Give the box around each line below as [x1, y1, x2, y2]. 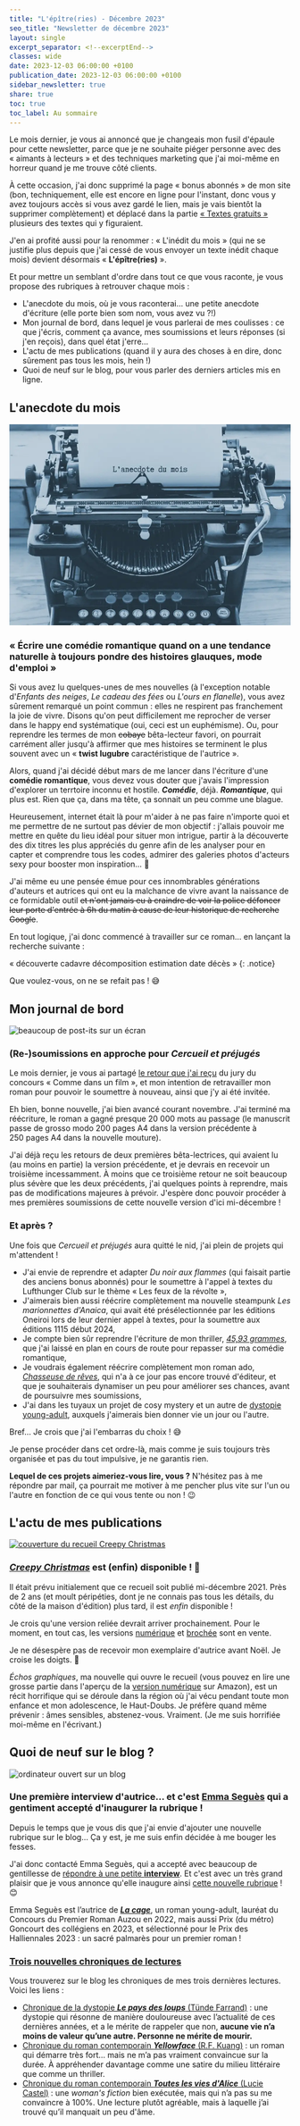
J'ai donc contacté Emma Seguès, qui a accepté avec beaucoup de [9, 1858, 257, 1869]
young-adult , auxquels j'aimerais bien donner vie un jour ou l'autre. [21, 1409, 270, 1419]
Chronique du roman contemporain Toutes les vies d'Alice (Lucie [21, 2078, 263, 2089]
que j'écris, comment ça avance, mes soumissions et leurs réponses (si [21, 327, 286, 338]
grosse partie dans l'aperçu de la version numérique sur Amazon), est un [9, 1680, 279, 1692]
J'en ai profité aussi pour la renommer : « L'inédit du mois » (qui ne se [9, 235, 266, 246]
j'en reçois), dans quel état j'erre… [21, 336, 149, 347]
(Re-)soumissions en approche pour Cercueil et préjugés [9, 1047, 261, 1059]
